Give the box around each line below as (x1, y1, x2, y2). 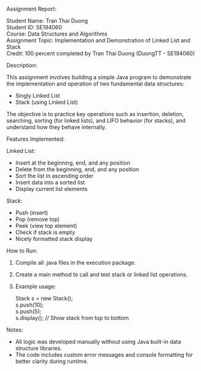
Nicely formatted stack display (15, 235, 93, 242)
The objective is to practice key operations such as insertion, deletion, (6, 111, 184, 117)
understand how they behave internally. (6, 123, 106, 131)
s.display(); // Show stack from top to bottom (15, 314, 129, 321)
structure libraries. (15, 345, 63, 352)
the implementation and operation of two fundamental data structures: (6, 80, 184, 87)
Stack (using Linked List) (15, 98, 78, 106)
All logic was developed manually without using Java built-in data (15, 338, 181, 345)
